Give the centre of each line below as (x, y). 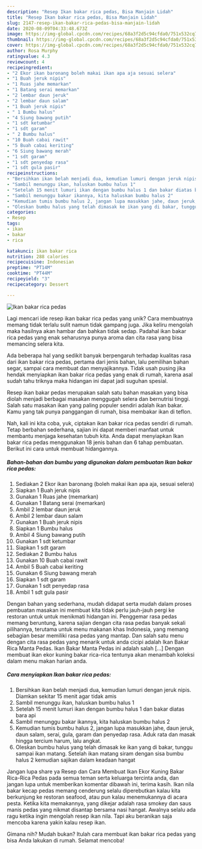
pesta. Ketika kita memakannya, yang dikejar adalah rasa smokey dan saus (99, 803)
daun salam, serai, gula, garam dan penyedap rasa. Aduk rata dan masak (105, 734)
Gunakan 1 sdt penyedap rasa (52, 585)
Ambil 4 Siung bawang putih (50, 534)
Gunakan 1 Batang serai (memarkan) (60, 503)
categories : (22, 212)
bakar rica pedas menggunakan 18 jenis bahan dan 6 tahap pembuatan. (95, 442)
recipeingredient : (30, 67)
